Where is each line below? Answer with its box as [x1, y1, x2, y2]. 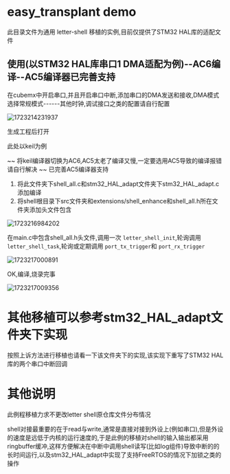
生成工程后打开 [7, 127, 49, 135]
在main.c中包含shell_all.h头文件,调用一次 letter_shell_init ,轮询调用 [7, 233, 201, 241]
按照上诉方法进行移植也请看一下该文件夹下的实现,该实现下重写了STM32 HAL [7, 351, 224, 359]
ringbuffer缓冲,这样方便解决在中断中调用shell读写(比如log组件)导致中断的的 [7, 442, 220, 450]
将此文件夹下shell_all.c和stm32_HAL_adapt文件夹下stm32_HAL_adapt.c [16, 179, 220, 188]
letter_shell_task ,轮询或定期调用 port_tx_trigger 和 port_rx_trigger [7, 242, 205, 250]
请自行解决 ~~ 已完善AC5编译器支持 [7, 165, 109, 173]
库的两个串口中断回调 [7, 359, 67, 368]
